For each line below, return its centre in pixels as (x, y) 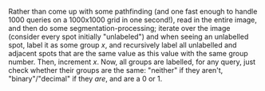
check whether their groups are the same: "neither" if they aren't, (116, 70)
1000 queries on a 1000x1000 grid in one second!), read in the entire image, (133, 20)
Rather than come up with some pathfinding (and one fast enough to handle (133, 11)
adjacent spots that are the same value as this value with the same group (129, 53)
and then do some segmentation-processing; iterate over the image (119, 28)
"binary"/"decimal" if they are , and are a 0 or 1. (85, 79)
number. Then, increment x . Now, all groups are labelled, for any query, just (132, 62)
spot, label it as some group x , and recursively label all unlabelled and (123, 45)
